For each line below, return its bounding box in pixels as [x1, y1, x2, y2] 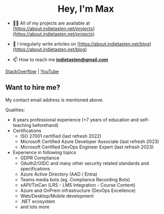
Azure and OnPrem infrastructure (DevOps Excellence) [20, 187, 136, 194]
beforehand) [32, 122, 59, 128]
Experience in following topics [12, 149, 77, 155]
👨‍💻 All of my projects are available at [12, 20, 90, 26]
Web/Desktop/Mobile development [20, 192, 94, 199]
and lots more [20, 203, 50, 210]
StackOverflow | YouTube [5, 68, 59, 74]
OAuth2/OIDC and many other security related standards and [20, 160, 149, 166]
